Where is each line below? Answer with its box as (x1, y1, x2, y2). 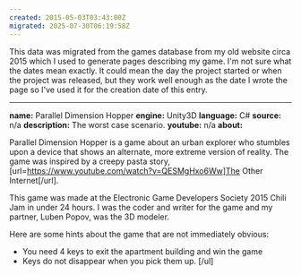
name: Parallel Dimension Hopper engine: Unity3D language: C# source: (9, 109, 282, 121)
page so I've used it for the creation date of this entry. (9, 84, 208, 95)
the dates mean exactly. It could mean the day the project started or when (9, 64, 282, 76)
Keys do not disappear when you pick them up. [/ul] (21, 255, 214, 266)
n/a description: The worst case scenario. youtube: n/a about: (9, 119, 244, 130)
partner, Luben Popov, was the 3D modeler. (9, 211, 170, 222)
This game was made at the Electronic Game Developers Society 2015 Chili (9, 192, 287, 202)
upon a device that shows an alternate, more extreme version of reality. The (9, 146, 289, 157)
